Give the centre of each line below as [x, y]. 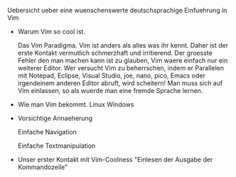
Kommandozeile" [43, 167]
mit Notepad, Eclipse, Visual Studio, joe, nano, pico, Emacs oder [112, 75]
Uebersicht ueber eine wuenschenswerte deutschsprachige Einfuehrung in [117, 10]
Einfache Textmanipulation [57, 146]
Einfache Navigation [47, 132]
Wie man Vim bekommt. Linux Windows [76, 104]
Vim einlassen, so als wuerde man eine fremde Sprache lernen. [110, 91]
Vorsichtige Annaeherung [55, 118]
